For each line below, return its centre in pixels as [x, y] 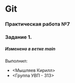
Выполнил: [16, 61]
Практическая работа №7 [37, 24]
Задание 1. [18, 37]
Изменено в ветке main [30, 49]
